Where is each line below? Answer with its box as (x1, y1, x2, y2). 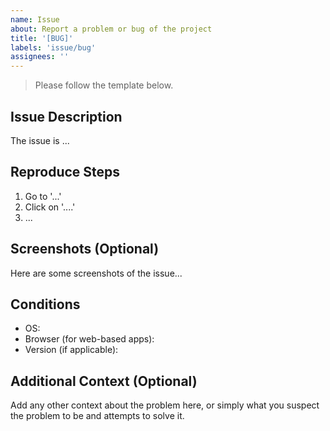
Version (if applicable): (24, 344, 119, 356)
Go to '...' (24, 190, 62, 202)
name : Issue (10, 14, 60, 25)
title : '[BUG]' (10, 33, 74, 43)
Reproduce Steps (10, 164, 121, 181)
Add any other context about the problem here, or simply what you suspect (10, 399, 320, 411)
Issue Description (10, 108, 123, 125)
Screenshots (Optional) (10, 241, 160, 258)
